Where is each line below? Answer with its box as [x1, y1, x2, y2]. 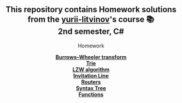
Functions [78, 91, 104, 98]
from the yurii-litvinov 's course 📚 [27, 15, 155, 25]
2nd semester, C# [58, 26, 124, 37]
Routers [81, 78, 101, 85]
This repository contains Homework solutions [5, 5, 177, 15]
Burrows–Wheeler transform [55, 53, 127, 60]
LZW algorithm [72, 66, 110, 73]
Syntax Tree [76, 84, 106, 91]
